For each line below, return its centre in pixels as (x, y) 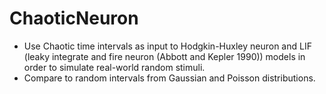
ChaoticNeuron (74, 18)
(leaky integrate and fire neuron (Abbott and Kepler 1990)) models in (164, 56)
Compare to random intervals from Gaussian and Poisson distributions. (169, 78)
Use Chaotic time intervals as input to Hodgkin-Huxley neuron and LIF (167, 46)
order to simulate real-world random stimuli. (114, 67)
